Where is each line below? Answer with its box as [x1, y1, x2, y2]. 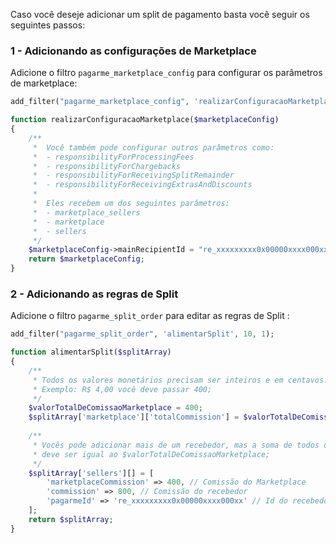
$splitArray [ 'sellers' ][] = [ [28, 468, 155, 478]
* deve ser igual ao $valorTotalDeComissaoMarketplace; [32, 449, 271, 459]
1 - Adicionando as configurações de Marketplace [10, 44, 257, 58]
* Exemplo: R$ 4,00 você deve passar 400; [32, 384, 213, 394]
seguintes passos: [10, 19, 86, 31]
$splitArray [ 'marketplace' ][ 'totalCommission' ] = [28, 412, 240, 423]
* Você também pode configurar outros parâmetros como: [32, 142, 275, 153]
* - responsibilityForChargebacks [32, 161, 182, 171]
